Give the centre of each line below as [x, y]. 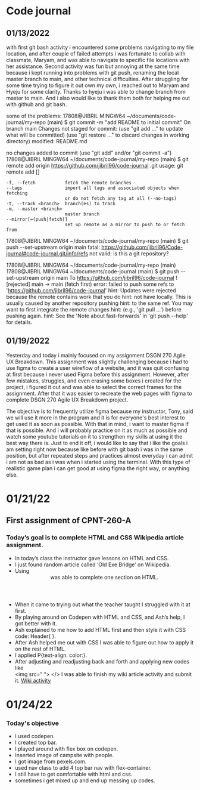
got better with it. [36, 623]
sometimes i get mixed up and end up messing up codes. [85, 780]
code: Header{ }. [35, 636]
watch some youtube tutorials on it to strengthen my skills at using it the [94, 436]
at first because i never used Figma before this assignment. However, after [98, 374]
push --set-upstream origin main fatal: [53, 247]
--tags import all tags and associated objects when [93, 188]
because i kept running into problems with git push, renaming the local [93, 72]
